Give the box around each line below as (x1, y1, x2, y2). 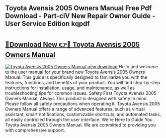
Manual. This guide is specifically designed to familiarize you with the (5, 74, 148, 80)
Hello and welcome (118, 64, 158, 69)
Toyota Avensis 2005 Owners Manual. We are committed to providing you (5, 122, 156, 128)
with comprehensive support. (5, 127, 66, 133)
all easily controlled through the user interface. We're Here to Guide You (5, 117, 153, 123)
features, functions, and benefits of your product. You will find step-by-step (5, 80, 161, 85)
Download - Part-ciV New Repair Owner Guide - (5, 12, 156, 20)
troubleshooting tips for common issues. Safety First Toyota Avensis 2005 (5, 90, 157, 96)
